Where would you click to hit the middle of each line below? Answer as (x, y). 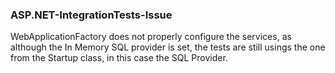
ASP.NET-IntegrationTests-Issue (91, 15)
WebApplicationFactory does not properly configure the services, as (151, 37)
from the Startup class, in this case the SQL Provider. (119, 58)
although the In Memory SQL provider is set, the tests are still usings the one (168, 47)
